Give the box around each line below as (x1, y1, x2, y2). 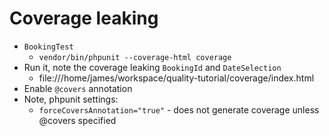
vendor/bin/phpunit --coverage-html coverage (38, 52, 232, 62)
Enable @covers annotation (23, 82, 133, 94)
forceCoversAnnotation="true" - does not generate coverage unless (38, 103, 320, 116)
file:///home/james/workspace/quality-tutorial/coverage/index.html (38, 72, 315, 84)
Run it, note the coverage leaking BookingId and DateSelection (23, 61, 282, 73)
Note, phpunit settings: (23, 93, 119, 105)
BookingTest (23, 42, 74, 52)
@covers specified (38, 114, 117, 126)
